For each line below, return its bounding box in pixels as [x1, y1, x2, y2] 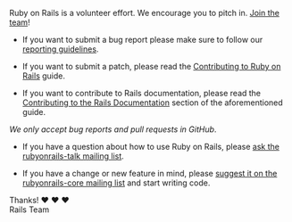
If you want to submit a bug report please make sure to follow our [21, 35, 263, 45]
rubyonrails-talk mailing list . [21, 151, 125, 161]
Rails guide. [21, 70, 65, 81]
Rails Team [9, 204, 50, 215]
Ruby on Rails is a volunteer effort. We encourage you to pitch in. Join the [9, 8, 279, 18]
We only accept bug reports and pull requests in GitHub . [9, 124, 217, 135]
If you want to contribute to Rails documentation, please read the [21, 88, 262, 98]
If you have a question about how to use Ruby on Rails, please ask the [21, 142, 279, 152]
